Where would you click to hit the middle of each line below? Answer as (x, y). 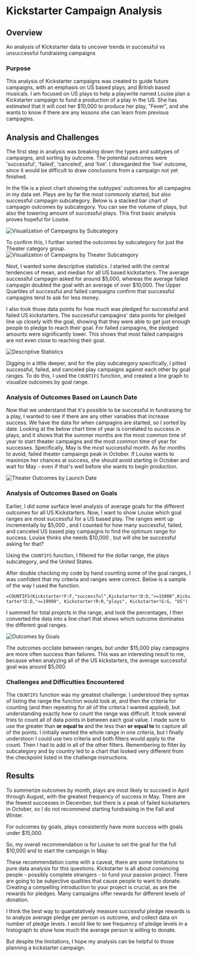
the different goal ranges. (37, 625)
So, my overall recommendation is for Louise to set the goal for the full (91, 844)
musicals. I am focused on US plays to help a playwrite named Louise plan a (98, 94)
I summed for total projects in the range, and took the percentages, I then (95, 612)
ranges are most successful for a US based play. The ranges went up (90, 519)
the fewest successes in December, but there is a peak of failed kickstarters (98, 802)
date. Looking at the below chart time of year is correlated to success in (93, 429)
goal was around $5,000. (36, 666)
